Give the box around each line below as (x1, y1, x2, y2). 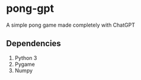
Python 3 (14, 54, 37, 61)
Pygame (14, 60, 36, 68)
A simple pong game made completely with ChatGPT (6, 21, 135, 28)
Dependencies (6, 39, 61, 49)
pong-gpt (6, 2, 55, 15)
